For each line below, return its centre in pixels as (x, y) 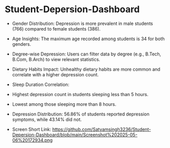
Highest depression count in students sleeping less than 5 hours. (80, 94)
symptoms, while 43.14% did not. (47, 119)
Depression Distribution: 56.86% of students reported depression (81, 114)
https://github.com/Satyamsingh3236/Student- (102, 129)
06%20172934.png (32, 140)
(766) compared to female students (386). (56, 28)
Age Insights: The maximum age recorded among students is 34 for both (88, 39)
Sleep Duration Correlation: (41, 84)
